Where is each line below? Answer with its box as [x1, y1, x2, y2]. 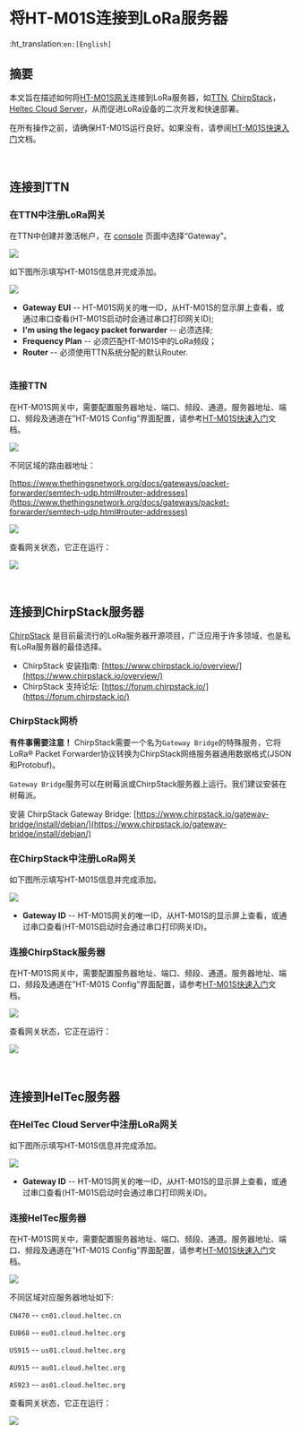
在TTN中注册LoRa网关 [9, 209, 106, 221]
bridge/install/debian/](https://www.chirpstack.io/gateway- [9, 819, 227, 829]
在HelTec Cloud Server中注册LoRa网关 [9, 1118, 179, 1130]
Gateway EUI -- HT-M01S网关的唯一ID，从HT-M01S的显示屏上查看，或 [21, 302, 285, 313]
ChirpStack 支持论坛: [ [21, 681, 105, 691]
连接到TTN [9, 180, 70, 195]
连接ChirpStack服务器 [9, 946, 106, 958]
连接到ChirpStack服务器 [9, 605, 145, 620]
